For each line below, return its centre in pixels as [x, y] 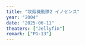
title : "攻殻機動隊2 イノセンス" [43, 12]
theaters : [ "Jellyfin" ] [36, 28]
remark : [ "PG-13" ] [29, 34]
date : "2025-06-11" [30, 23]
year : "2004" [22, 17]
